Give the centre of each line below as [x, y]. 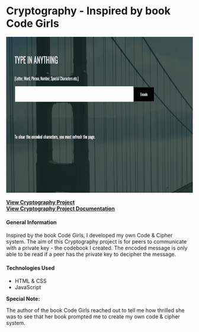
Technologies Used [31, 268]
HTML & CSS [31, 281]
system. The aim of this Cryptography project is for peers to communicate [97, 242]
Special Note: [23, 299]
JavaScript [28, 287]
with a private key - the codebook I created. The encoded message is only [97, 248]
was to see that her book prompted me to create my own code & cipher [93, 317]
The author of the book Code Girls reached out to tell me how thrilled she [95, 311]
